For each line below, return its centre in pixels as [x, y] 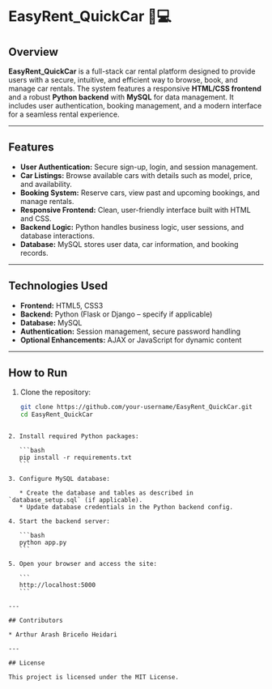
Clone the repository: [55, 392]
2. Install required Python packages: [74, 436]
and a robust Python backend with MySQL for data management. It [121, 97]
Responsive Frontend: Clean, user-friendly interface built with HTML [135, 210]
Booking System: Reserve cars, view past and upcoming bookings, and [140, 193]
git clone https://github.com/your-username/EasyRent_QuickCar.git [136, 407]
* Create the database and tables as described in [106, 493]
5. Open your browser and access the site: [83, 564]
